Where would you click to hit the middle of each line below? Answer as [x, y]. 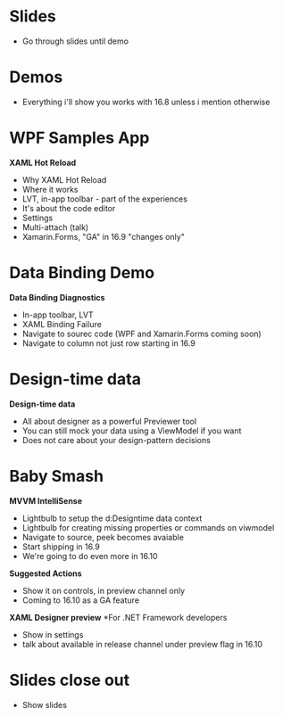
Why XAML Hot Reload [64, 179]
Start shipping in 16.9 [61, 547]
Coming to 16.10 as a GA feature [81, 600]
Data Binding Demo [82, 273]
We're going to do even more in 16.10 [90, 556]
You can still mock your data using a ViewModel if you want [132, 431]
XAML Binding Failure [62, 324]
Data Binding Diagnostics [57, 297]
